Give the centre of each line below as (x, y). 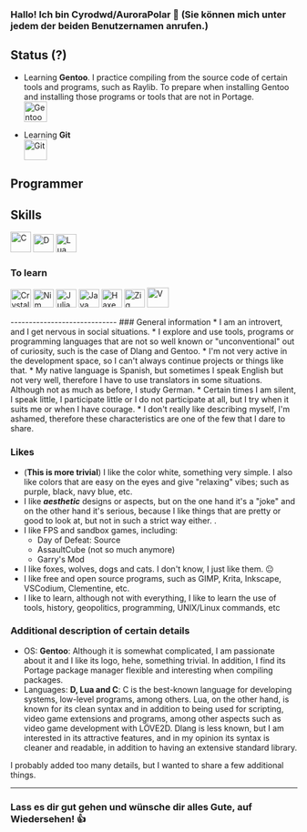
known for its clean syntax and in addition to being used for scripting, (153, 708)
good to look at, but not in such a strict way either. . (120, 520)
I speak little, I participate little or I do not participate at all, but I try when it (150, 400)
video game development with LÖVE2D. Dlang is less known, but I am (154, 728)
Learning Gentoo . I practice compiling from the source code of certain (155, 77)
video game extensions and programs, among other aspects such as (152, 718)
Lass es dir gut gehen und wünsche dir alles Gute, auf (132, 807)
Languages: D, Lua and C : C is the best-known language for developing (158, 689)
